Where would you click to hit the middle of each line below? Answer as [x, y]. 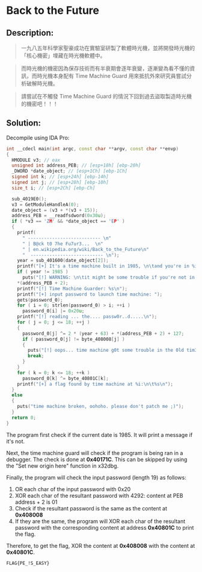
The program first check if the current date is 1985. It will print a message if [99, 434]
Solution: [23, 123]
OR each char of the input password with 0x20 [73, 489]
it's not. [16, 441]
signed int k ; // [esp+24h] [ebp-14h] [60, 177]
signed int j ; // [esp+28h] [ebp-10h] [60, 183]
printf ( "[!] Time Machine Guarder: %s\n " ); [72, 288]
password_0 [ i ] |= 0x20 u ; [53, 311]
